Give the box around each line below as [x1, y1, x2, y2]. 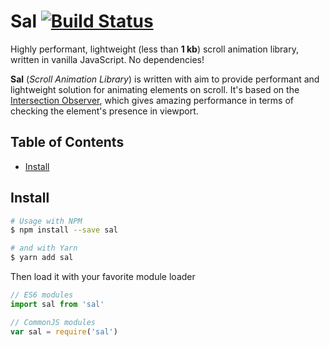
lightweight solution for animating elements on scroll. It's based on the [10, 83, 300, 95]
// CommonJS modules [10, 317, 97, 327]
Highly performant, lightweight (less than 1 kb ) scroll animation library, [10, 43, 300, 55]
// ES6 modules [10, 290, 74, 300]
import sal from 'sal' [10, 299, 105, 309]
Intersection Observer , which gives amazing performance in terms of [10, 94, 295, 106]
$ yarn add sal [10, 253, 74, 263]
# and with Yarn [10, 243, 78, 254]
